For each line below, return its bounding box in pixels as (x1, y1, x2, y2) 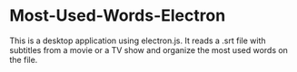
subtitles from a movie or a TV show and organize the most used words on (9, 44, 289, 55)
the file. (9, 54, 38, 65)
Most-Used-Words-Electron (9, 5, 226, 26)
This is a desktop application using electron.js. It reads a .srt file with (9, 35, 266, 46)
